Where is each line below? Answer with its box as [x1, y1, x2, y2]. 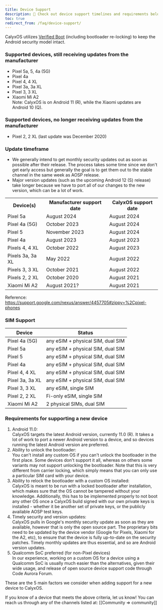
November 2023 [46, 229, 84, 236]
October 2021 [46, 266, 79, 273]
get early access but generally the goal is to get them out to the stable [12, 167, 153, 173]
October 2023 [46, 221, 79, 228]
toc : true [5, 16, 25, 21]
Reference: [5, 294, 27, 301]
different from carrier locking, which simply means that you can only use [12, 467, 158, 473]
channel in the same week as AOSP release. [12, 172, 100, 178]
